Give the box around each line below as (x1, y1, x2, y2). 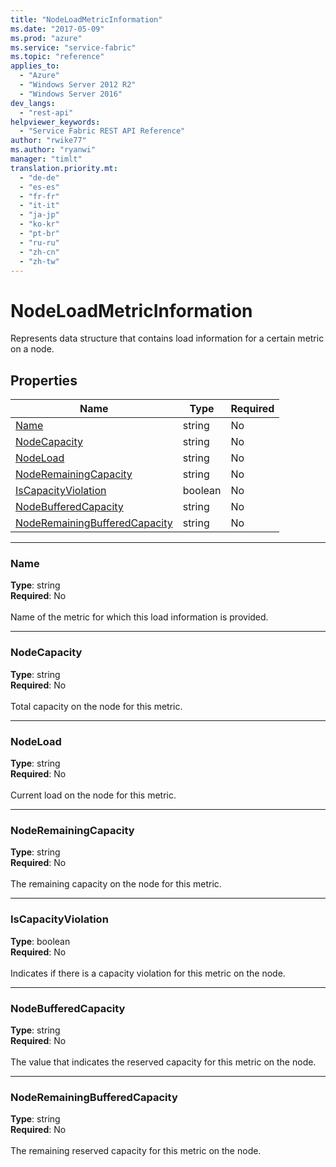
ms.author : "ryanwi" (10, 145, 97, 155)
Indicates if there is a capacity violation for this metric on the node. (10, 967, 286, 979)
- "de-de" (19, 172, 60, 183)
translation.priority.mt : (10, 163, 118, 173)
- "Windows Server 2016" (19, 89, 123, 99)
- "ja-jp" (19, 210, 60, 220)
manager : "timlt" (10, 154, 83, 164)
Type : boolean (10, 935, 71, 947)
